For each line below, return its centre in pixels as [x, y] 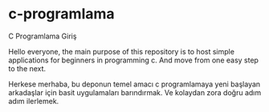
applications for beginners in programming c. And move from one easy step [134, 60]
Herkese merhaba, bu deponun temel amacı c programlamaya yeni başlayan [134, 84]
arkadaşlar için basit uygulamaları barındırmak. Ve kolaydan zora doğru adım [135, 92]
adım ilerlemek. [34, 101]
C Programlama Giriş [43, 36]
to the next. [27, 68]
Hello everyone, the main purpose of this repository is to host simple [122, 51]
